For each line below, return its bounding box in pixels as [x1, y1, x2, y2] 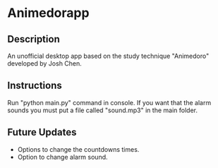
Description [7, 33, 60, 45]
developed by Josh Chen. [7, 59, 83, 68]
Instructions [7, 80, 62, 92]
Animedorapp [7, 5, 90, 21]
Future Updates [7, 126, 77, 138]
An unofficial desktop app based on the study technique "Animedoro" [7, 52, 210, 60]
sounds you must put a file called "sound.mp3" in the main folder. [7, 106, 198, 114]
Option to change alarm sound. [17, 152, 108, 161]
